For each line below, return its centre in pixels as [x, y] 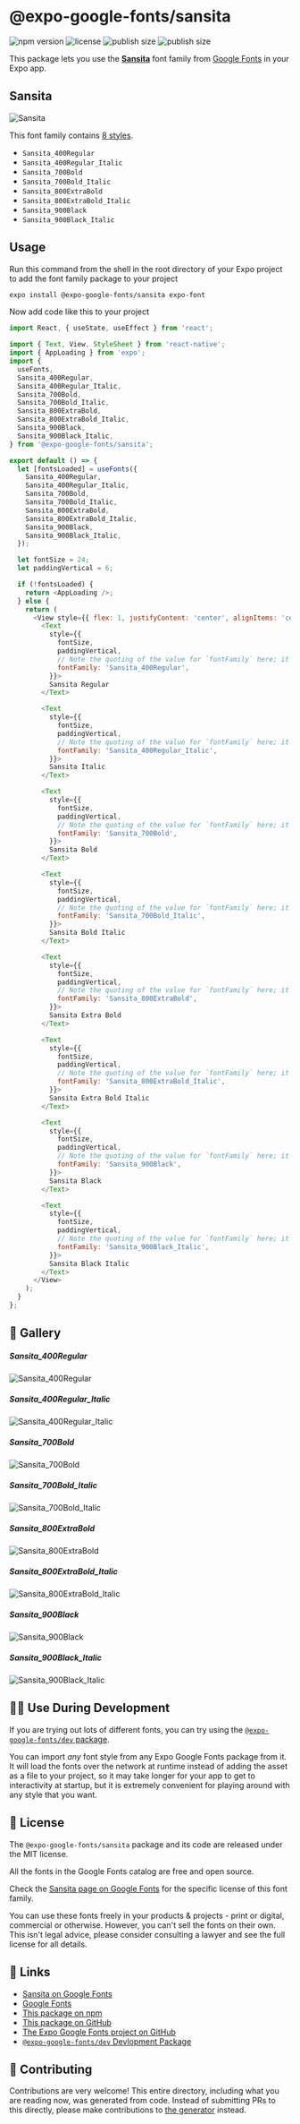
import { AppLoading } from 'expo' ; [77, 353]
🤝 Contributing [51, 2069]
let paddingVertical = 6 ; [66, 569]
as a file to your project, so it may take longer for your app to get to [133, 1776]
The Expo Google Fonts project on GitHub [99, 2032]
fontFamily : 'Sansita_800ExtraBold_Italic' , [141, 1082]
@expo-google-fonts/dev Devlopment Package [107, 2041]
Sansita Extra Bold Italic [99, 1098]
